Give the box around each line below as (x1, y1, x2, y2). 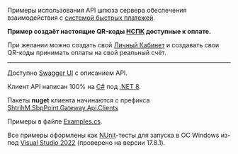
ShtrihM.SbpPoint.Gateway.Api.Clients (7, 104, 119, 112)
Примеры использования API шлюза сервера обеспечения (7, 6, 187, 14)
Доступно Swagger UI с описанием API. (7, 69, 127, 77)
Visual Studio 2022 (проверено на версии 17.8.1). (20, 138, 166, 147)
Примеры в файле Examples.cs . (7, 117, 103, 126)
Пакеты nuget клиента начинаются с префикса (7, 96, 150, 105)
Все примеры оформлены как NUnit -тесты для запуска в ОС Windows (7, 131, 220, 139)
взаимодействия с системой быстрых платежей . (7, 13, 156, 22)
